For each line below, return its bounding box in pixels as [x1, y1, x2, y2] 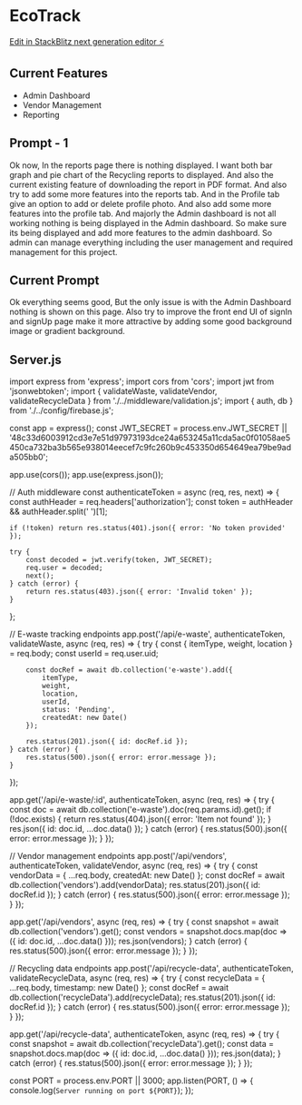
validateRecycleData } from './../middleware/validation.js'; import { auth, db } [9, 396, 294, 407]
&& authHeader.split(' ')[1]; [9, 506, 108, 518]
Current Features [9, 65, 109, 82]
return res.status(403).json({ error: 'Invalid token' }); [25, 587, 254, 597]
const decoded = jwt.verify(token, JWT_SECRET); [25, 556, 213, 565]
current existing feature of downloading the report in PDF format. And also [9, 179, 287, 190]
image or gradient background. [9, 326, 125, 337]
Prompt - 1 [9, 135, 69, 151]
